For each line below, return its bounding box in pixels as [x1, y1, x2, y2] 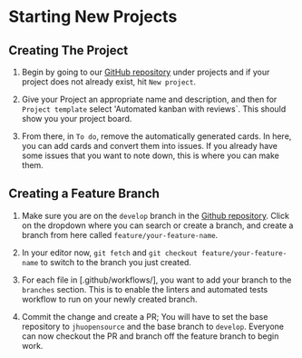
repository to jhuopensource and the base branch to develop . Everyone [21, 321, 285, 332]
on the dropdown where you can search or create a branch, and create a [21, 220, 294, 231]
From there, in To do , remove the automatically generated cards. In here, [21, 131, 292, 142]
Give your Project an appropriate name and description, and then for [21, 94, 278, 104]
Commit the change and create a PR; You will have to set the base [21, 311, 268, 322]
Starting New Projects [8, 6, 178, 27]
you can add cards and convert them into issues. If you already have [21, 141, 278, 151]
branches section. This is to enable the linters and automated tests [21, 283, 268, 294]
